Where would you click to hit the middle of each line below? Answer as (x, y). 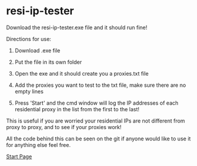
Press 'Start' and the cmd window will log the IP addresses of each (97, 103)
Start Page (19, 156)
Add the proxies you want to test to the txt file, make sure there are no (100, 85)
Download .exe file (37, 50)
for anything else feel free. (39, 145)
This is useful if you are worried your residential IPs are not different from (96, 121)
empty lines (29, 91)
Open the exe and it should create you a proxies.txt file (82, 73)
